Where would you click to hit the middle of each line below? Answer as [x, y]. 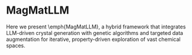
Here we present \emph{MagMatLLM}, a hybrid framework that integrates [96, 27]
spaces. [16, 46]
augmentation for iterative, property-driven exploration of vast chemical [93, 39]
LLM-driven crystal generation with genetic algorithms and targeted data [95, 33]
